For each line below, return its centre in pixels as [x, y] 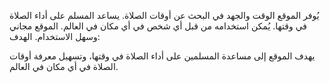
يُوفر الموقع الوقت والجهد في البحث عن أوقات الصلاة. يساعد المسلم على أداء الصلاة [164, 15]
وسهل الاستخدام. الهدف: [55, 36]
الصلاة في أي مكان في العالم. [64, 66]
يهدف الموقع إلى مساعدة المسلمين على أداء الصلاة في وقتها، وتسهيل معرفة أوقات [162, 56]
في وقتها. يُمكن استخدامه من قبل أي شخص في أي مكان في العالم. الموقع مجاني [158, 26]
